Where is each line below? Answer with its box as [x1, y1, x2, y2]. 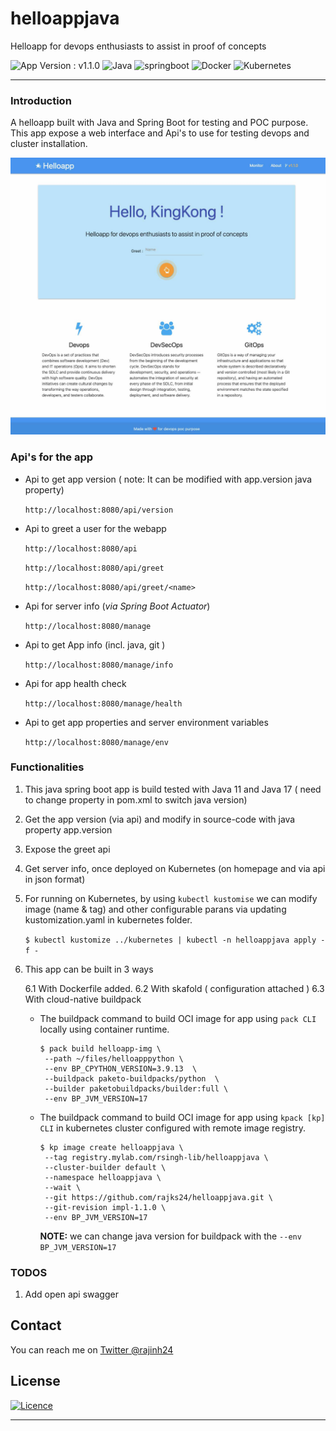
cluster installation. [10, 138, 88, 150]
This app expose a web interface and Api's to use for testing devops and [10, 127, 310, 139]
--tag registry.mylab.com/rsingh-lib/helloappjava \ [44, 1152, 269, 1162]
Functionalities [10, 760, 85, 774]
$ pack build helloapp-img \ [39, 1043, 162, 1054]
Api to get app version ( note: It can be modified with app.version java [24, 473, 313, 485]
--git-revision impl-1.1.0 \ [44, 1202, 167, 1212]
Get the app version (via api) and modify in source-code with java [24, 813, 296, 825]
